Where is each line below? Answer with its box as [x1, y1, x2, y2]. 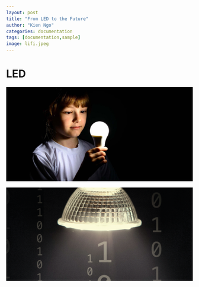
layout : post [6, 9, 38, 15]
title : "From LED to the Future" [6, 15, 89, 22]
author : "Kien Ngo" [6, 22, 54, 28]
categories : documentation [6, 28, 73, 34]
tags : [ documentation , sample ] [6, 34, 81, 41]
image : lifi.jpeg [6, 41, 49, 47]
